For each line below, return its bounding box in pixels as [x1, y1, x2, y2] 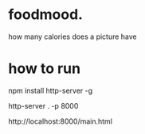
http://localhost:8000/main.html [8, 117, 113, 126]
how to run [8, 59, 81, 78]
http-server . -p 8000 [8, 101, 79, 110]
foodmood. [8, 6, 84, 24]
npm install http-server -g [8, 86, 93, 95]
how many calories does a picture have [8, 32, 137, 41]
